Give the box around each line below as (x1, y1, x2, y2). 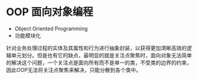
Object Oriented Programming (14, 25, 88, 32)
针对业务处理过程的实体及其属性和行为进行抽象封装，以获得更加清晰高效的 (6, 44, 187, 51)
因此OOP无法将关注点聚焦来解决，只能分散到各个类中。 (6, 66, 141, 73)
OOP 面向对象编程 (6, 5, 93, 19)
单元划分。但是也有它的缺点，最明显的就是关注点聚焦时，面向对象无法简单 (11, 51, 192, 59)
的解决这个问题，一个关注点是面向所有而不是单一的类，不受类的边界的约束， (6, 59, 192, 66)
